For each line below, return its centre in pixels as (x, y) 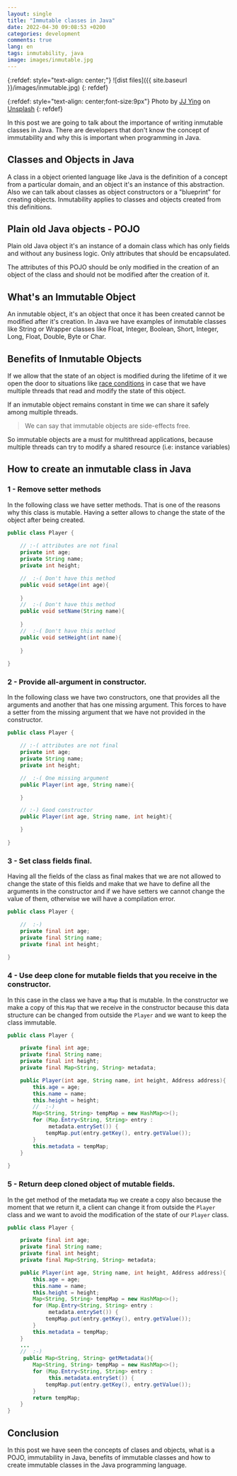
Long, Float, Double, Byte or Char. (57, 337)
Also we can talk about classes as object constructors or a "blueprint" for (114, 192)
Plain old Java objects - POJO (74, 229)
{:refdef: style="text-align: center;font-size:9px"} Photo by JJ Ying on (109, 101)
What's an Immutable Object (72, 297)
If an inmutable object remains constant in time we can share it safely (108, 405)
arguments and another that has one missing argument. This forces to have (117, 705)
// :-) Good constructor (57, 810)
